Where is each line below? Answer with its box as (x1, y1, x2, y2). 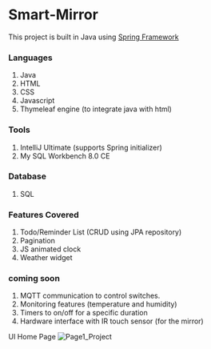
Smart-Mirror (8, 6, 98, 24)
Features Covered (8, 209, 80, 220)
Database (8, 170, 46, 182)
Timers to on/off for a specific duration (19, 308, 148, 318)
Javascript (19, 96, 55, 106)
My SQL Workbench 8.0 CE (19, 150, 110, 161)
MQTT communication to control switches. (19, 291, 161, 301)
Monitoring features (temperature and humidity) (19, 299, 177, 309)
